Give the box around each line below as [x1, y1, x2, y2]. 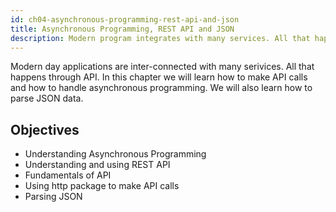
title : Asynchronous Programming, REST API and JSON [10, 24, 235, 34]
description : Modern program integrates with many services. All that [10, 33, 311, 43]
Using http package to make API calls [24, 180, 180, 192]
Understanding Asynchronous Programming [24, 148, 207, 160]
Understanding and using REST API [24, 159, 171, 171]
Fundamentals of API [24, 169, 112, 181]
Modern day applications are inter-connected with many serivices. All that [10, 61, 315, 73]
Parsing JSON [24, 191, 83, 203]
